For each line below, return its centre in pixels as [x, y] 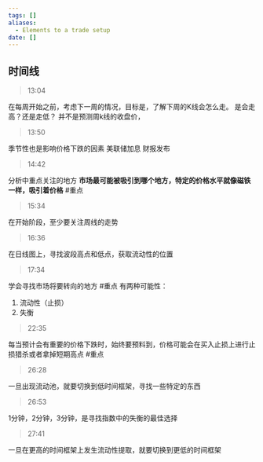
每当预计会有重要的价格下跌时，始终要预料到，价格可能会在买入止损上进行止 [132, 345]
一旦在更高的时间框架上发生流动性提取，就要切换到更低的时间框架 [115, 450]
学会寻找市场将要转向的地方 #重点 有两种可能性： [88, 286]
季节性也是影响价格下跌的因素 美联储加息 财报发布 [89, 148]
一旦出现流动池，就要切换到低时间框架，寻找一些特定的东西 [104, 387]
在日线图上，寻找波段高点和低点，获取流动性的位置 [91, 254]
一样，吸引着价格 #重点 [46, 190]
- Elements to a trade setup [63, 30]
